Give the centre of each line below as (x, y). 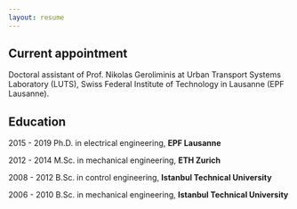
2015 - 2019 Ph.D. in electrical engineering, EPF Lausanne (115, 143)
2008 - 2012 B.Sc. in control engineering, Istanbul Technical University (140, 178)
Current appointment (68, 54)
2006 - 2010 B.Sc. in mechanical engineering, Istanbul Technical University (148, 195)
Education (37, 121)
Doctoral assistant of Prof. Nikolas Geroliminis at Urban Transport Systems (145, 75)
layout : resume (36, 17)
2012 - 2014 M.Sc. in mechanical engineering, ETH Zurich (115, 160)
